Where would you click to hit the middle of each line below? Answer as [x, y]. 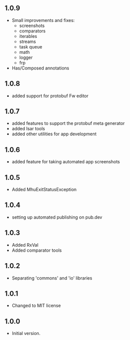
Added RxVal [25, 245]
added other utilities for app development [54, 134]
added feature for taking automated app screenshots [66, 162]
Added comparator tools [37, 250]
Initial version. [26, 334]
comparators [32, 31]
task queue [31, 46]
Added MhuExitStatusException [44, 190]
